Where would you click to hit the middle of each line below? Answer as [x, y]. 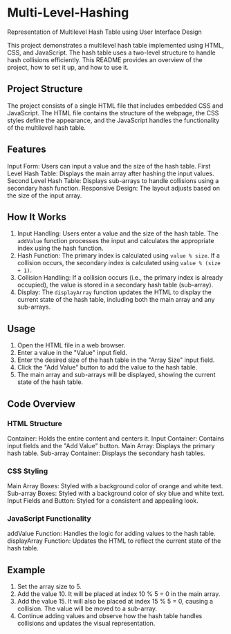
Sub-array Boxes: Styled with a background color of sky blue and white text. [116, 493]
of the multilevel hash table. [47, 127]
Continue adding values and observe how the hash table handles [110, 616]
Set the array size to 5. [49, 587]
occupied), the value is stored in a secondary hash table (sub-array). [115, 285]
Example [26, 570]
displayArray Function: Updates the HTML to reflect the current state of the [114, 541]
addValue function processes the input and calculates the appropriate [115, 241]
